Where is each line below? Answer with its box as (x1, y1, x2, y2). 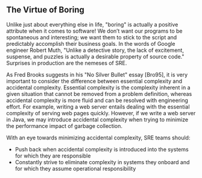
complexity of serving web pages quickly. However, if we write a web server (6, 109, 196, 116)
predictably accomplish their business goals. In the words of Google (6, 40, 176, 47)
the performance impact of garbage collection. (6, 122, 122, 129)
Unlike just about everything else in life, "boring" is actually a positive (6, 21, 178, 28)
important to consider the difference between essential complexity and (6, 77, 183, 84)
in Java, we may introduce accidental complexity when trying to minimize (6, 116, 189, 123)
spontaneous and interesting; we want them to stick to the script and (6, 33, 177, 41)
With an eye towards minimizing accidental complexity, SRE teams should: (6, 134, 191, 141)
